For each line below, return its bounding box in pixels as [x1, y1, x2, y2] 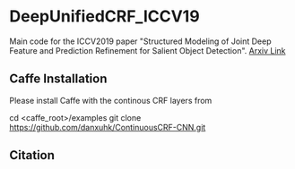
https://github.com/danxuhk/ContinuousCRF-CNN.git [9, 122, 206, 132]
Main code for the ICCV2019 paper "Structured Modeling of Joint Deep [9, 36, 272, 46]
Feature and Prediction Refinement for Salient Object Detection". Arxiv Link [9, 45, 286, 55]
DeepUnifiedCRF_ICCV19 [9, 6, 200, 27]
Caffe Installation [9, 72, 108, 87]
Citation [9, 148, 56, 163]
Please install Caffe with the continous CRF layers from [9, 95, 213, 106]
